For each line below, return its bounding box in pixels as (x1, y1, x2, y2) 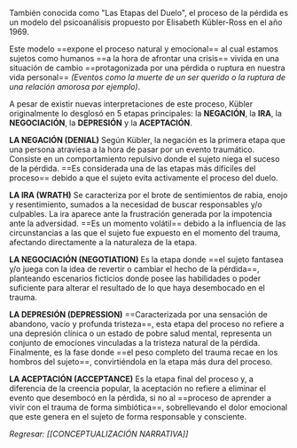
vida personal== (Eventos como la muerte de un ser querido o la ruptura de (9, 72, 286, 83)
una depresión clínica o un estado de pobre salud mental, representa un (9, 328, 272, 339)
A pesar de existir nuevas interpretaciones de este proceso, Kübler (9, 99, 254, 109)
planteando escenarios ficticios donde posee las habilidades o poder (9, 273, 262, 284)
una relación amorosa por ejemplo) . (9, 82, 141, 92)
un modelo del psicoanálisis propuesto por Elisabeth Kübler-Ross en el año (9, 17, 283, 28)
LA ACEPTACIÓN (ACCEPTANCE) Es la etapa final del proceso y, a (9, 373, 254, 384)
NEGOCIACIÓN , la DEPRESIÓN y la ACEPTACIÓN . (9, 117, 192, 128)
